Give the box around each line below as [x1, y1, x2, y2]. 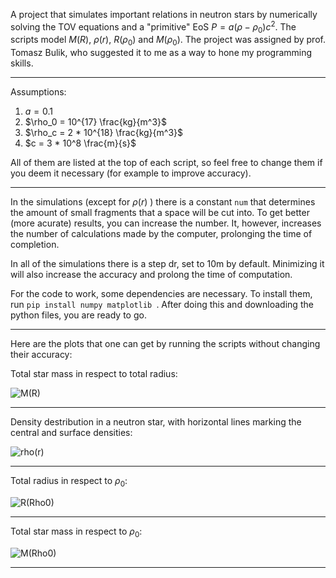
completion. [10, 239, 60, 251]
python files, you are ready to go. [10, 309, 147, 321]
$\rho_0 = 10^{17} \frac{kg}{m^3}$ [24, 116, 167, 128]
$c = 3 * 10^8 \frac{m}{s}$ [24, 137, 137, 149]
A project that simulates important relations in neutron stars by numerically [10, 9, 318, 20]
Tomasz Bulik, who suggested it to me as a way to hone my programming [10, 47, 313, 59]
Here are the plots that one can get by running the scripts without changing [10, 338, 321, 350]
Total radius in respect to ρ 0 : [10, 475, 128, 489]
